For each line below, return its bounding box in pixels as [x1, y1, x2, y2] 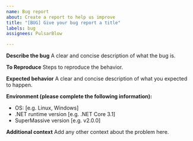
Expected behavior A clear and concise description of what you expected [6, 75, 188, 82]
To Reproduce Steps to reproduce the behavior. [6, 63, 124, 71]
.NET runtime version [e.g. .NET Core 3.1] [14, 111, 116, 118]
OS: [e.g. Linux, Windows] [14, 104, 79, 111]
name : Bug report [6, 8, 49, 15]
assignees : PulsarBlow [6, 31, 62, 37]
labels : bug [6, 25, 36, 31]
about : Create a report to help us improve [6, 14, 116, 20]
